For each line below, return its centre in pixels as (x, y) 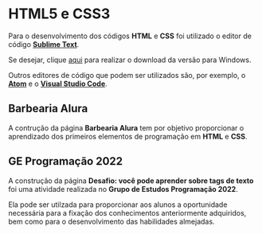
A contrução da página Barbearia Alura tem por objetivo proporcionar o (126, 127)
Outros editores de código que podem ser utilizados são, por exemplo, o (127, 75)
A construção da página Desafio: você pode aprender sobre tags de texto (131, 181)
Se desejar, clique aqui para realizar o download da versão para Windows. (130, 60)
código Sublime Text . (44, 44)
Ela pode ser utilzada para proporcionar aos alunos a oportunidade (118, 205)
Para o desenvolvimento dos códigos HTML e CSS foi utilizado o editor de (130, 36)
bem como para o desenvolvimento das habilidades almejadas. (111, 221)
